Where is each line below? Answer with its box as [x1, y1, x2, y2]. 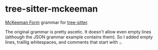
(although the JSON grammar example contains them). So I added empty [5, 34, 153, 40]
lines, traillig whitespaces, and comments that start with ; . [5, 39, 123, 45]
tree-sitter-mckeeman [5, 3, 98, 15]
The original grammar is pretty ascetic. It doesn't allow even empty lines [5, 29, 152, 34]
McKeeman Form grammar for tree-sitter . [5, 19, 89, 25]
